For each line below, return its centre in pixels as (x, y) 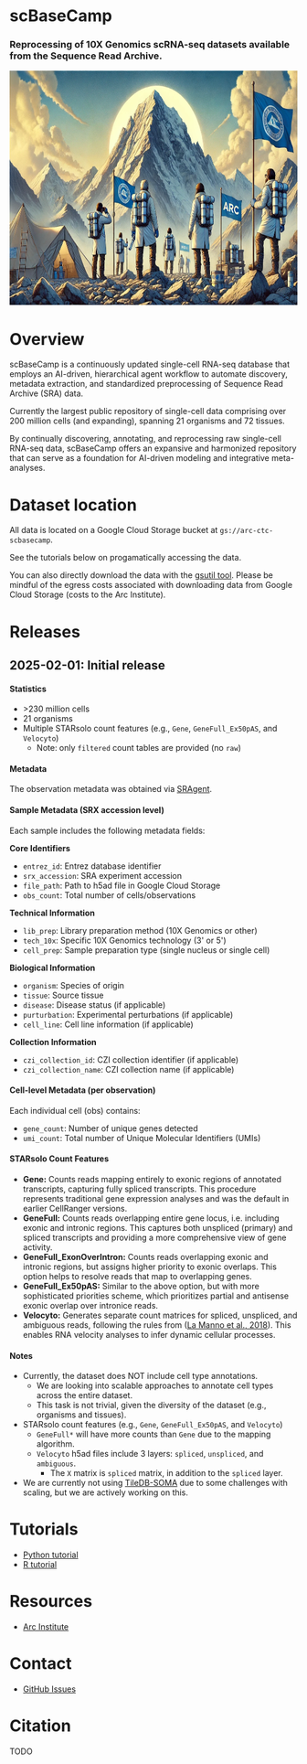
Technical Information (53, 913)
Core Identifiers (40, 848)
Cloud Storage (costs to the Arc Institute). (88, 594)
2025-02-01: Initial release (88, 665)
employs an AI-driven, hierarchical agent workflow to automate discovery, (148, 374)
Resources (51, 1602)
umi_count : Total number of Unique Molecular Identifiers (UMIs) (142, 1138)
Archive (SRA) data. (47, 393)
